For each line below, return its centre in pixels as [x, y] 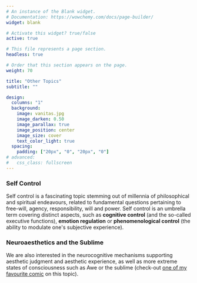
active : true [22, 39]
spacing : [22, 146]
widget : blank [24, 22]
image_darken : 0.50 [41, 119]
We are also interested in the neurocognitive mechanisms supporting [89, 255]
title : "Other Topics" [34, 81]
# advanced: [21, 157]
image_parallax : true [43, 124]
